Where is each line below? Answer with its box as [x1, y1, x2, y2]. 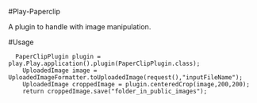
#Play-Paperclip [8, 7, 61, 16]
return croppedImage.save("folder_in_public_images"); [22, 87, 208, 95]
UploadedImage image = [22, 67, 98, 74]
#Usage [8, 37, 34, 47]
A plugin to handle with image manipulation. [8, 22, 152, 31]
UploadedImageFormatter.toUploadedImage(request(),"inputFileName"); [8, 74, 244, 82]
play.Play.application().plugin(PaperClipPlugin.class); [8, 59, 201, 67]
